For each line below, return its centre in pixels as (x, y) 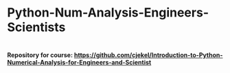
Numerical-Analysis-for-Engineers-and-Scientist (79, 63)
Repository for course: (40, 55)
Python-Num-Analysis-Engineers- (108, 13)
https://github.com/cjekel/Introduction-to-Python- (148, 55)
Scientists (36, 27)
